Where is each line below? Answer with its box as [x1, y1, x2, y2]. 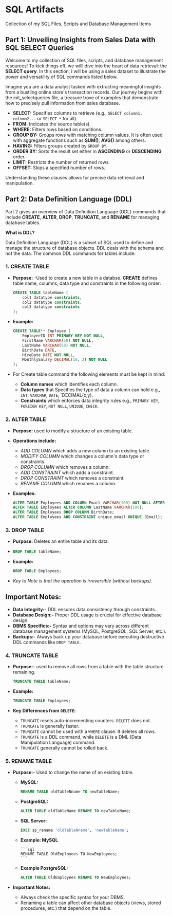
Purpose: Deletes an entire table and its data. [12, 538, 109, 544]
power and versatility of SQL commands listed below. [5, 74, 118, 80]
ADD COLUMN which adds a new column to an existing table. [20, 447, 150, 453]
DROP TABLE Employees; [12, 569, 62, 574]
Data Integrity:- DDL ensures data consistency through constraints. [12, 606, 157, 612]
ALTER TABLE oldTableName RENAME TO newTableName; [20, 809, 131, 814]
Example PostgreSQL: [20, 865, 68, 871]
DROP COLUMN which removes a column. [20, 464, 110, 470]
